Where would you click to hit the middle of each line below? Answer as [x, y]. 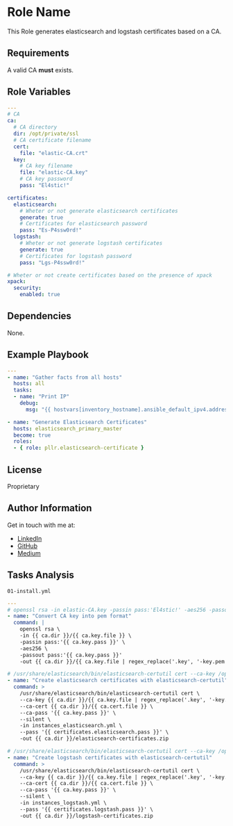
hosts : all [29, 384]
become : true [32, 435]
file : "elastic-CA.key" [54, 172]
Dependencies [39, 316]
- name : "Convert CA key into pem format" [69, 616]
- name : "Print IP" [42, 397]
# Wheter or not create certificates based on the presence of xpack [110, 275]
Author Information [50, 508]
